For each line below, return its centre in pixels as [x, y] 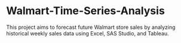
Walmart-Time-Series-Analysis [86, 11]
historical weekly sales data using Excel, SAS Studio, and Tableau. [88, 33]
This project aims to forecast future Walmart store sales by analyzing [91, 27]
